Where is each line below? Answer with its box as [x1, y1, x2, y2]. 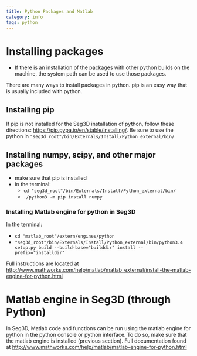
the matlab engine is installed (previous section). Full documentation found [6, 337, 186, 344]
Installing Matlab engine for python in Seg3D [6, 207, 136, 215]
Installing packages [6, 44, 104, 58]
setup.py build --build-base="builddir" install [14, 245, 136, 251]
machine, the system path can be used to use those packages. [14, 70, 167, 77]
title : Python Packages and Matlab [6, 8, 93, 15]
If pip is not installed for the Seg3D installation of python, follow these [6, 121, 175, 128]
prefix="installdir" [14, 250, 65, 256]
